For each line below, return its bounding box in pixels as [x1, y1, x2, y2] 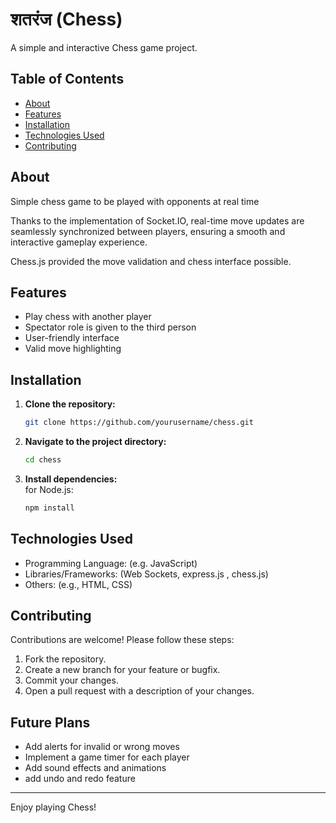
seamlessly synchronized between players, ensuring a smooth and [10, 225, 286, 237]
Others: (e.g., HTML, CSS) [24, 578, 133, 590]
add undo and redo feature [24, 773, 136, 785]
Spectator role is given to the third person [24, 321, 197, 333]
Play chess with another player [24, 311, 152, 323]
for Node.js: [24, 483, 74, 495]
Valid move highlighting [24, 343, 122, 355]
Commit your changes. [24, 674, 119, 687]
